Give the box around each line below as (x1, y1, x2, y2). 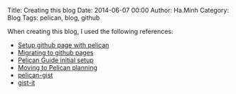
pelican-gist (17, 71, 53, 79)
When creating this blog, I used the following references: (7, 28, 173, 35)
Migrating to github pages (17, 49, 94, 57)
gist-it (17, 78, 36, 87)
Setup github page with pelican (17, 41, 109, 49)
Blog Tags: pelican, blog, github (7, 13, 100, 22)
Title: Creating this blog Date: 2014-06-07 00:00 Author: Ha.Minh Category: (7, 6, 230, 14)
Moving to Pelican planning (17, 64, 98, 71)
